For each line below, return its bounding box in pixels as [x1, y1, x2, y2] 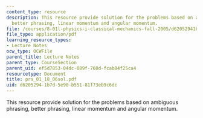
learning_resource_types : [6, 37, 71, 43]
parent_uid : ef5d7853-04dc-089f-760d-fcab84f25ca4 [6, 65, 137, 71]
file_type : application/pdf [6, 31, 77, 38]
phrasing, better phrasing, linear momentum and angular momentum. [6, 105, 178, 112]
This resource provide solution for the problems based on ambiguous [6, 99, 179, 106]
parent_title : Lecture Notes [6, 54, 80, 60]
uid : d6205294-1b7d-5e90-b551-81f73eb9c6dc [6, 82, 118, 88]
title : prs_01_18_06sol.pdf [6, 76, 77, 82]
